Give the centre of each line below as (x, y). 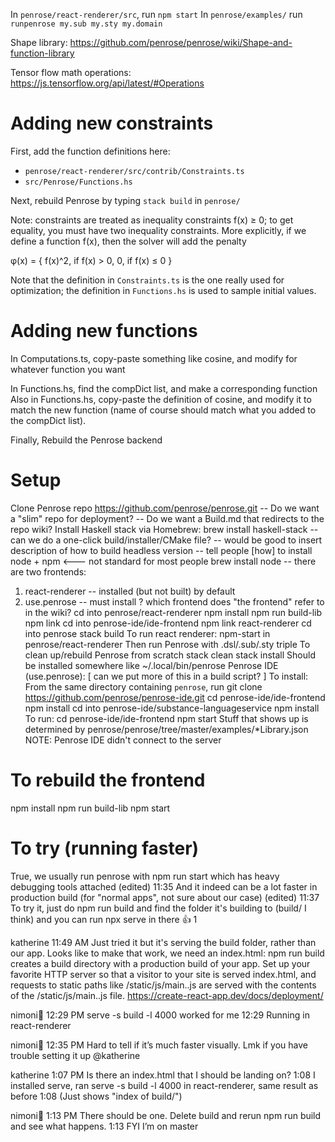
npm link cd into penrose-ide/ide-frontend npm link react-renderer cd (168, 623)
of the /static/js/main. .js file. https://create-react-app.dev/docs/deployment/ (167, 995)
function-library (42, 53)
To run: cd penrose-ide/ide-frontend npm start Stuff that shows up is (166, 718)
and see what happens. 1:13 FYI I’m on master (104, 1126)
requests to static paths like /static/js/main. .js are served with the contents (163, 985)
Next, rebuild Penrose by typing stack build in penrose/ (125, 200)
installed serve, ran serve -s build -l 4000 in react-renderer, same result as (164, 1085)
